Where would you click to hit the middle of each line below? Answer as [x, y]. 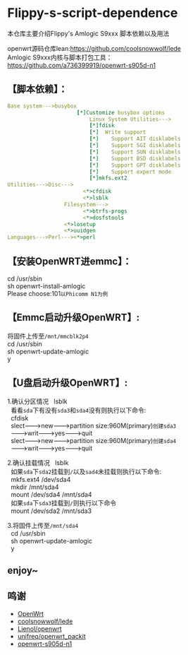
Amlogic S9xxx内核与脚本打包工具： [60, 57]
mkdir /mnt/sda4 [35, 487]
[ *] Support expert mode [130, 172]
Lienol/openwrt [39, 629]
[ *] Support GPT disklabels [135, 165]
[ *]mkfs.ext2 [108, 178]
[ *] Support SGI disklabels [135, 146]
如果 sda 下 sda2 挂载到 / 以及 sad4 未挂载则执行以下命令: [86, 471]
